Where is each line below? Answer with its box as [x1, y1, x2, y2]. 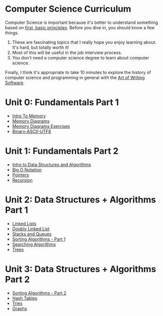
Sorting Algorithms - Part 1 [12, 236, 66, 242]
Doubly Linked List [12, 225, 50, 232]
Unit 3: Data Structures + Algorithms [5, 263, 156, 275]
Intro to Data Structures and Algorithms [12, 162, 91, 167]
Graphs [12, 305, 27, 311]
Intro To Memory [12, 113, 46, 119]
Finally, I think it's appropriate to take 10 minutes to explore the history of [5, 69, 151, 75]
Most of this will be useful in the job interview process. [12, 50, 122, 56]
